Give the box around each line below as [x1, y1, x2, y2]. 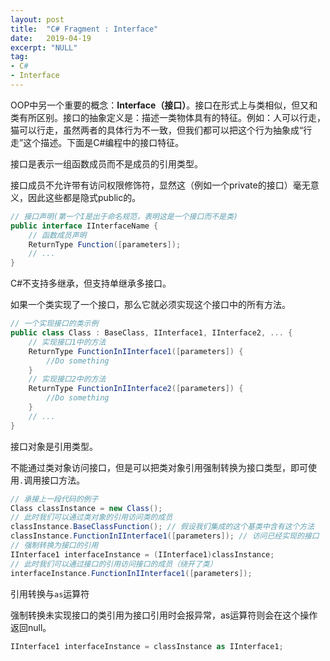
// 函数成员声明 [28, 230, 87, 240]
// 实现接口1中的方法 [28, 337, 107, 347]
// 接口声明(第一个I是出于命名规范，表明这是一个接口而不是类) [10, 211, 239, 221]
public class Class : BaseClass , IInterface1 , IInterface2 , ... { [10, 328, 293, 338]
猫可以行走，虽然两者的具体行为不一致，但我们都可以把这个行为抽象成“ [10, 124, 304, 136]
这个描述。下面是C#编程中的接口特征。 [23, 136, 185, 148]
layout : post [10, 14, 65, 25]
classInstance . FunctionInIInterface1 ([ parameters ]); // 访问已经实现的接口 [10, 531, 320, 541]
